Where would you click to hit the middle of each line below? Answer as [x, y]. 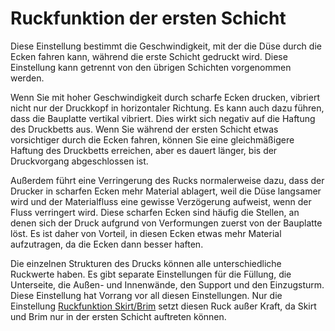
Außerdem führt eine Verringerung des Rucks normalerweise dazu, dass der [167, 180]
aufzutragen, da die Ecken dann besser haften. [107, 244]
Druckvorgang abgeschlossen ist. [79, 161]
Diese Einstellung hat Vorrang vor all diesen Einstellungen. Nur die [146, 295]
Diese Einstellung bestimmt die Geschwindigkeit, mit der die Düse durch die [166, 46]
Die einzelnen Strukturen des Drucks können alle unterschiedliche [146, 263]
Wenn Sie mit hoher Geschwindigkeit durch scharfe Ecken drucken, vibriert [165, 97]
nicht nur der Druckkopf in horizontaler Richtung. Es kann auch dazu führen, [167, 108]
